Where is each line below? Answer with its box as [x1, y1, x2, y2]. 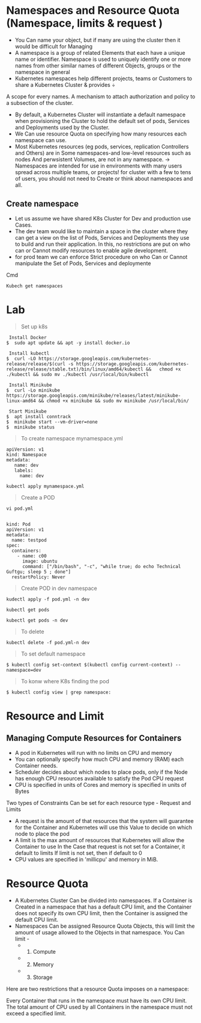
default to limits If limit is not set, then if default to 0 [14, 849, 142, 856]
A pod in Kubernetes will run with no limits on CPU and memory [14, 749, 172, 756]
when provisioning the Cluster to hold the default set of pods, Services [14, 117, 190, 124]
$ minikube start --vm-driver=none [6, 419, 98, 425]
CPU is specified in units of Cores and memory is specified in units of [14, 781, 187, 788]
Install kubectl [8, 350, 50, 356]
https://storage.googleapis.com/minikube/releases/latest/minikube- [6, 392, 181, 398]
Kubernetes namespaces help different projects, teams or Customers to [14, 75, 193, 82]
